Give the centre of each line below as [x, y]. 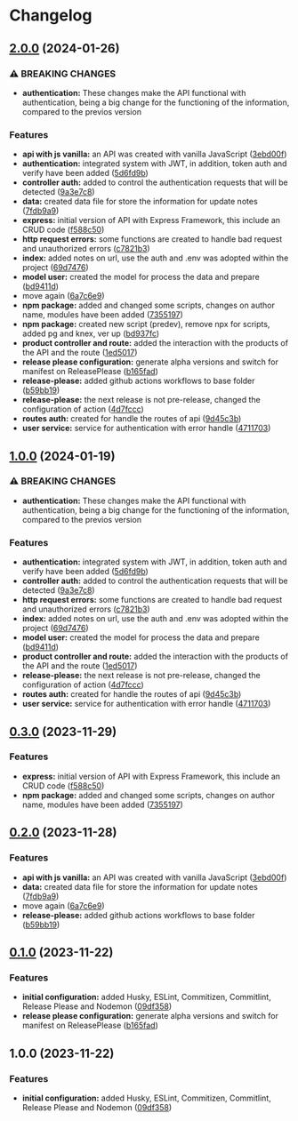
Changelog [51, 16]
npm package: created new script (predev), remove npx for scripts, [146, 324]
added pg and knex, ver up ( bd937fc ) [91, 333]
